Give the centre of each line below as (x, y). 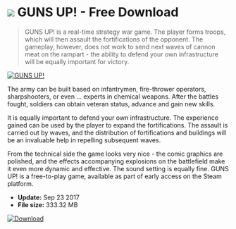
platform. (20, 183)
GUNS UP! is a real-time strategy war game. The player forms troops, (125, 32)
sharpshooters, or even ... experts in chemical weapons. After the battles (113, 97)
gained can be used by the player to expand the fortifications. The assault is (118, 125)
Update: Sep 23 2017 (48, 197)
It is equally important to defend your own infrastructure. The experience (113, 118)
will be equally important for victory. (77, 61)
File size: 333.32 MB (48, 204)
